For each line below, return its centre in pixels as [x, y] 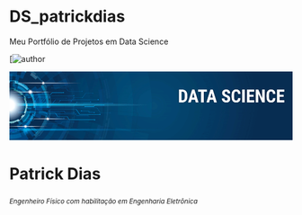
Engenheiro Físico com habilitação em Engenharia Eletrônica [103, 202]
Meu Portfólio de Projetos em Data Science [89, 41]
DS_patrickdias [67, 17]
